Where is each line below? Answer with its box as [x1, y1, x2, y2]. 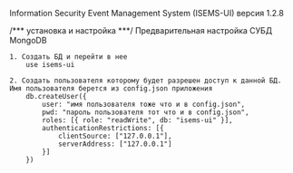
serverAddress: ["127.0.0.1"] [57, 139, 172, 149]
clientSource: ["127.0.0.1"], [57, 131, 172, 140]
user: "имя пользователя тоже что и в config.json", [42, 100, 246, 109]
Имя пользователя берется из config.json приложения [9, 84, 213, 93]
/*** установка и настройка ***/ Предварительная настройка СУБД [9, 25, 273, 35]
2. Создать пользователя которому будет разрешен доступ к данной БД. [9, 76, 282, 85]
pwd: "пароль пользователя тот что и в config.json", [42, 108, 249, 117]
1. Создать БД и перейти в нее [9, 53, 128, 62]
